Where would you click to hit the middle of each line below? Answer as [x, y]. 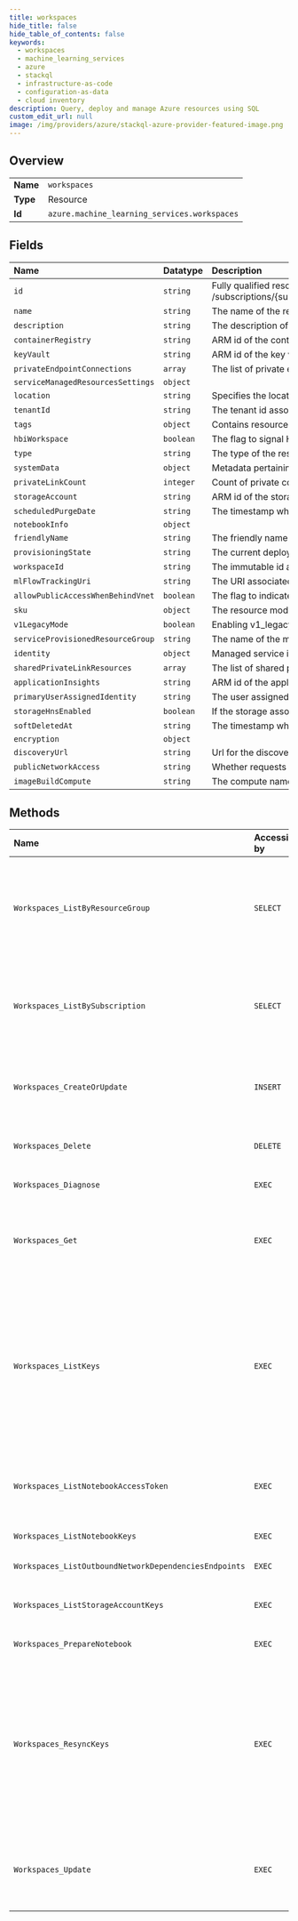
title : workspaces [43, 17]
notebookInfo [41, 524]
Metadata [231, 468]
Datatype [183, 270]
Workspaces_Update [52, 1870]
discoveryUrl [41, 752]
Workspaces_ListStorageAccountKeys [89, 1605]
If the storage [239, 711]
